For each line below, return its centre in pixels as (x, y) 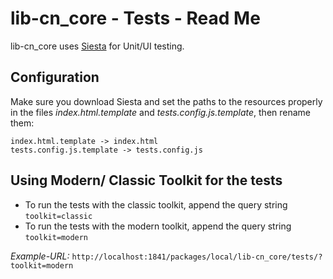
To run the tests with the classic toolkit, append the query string (156, 204)
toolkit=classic (58, 216)
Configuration (55, 77)
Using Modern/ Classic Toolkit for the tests (146, 180)
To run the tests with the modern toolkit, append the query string (158, 226)
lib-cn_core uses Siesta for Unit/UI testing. (97, 46)
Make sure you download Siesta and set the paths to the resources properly (166, 101)
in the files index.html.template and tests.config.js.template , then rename (161, 112)
